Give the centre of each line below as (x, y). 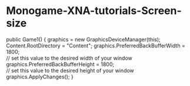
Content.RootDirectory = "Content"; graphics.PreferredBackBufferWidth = (96, 46)
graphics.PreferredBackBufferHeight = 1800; (60, 64)
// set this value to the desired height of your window (70, 70)
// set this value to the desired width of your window (69, 58)
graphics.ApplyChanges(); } (40, 77)
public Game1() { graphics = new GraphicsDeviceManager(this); (83, 39)
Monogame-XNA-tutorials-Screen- (94, 11)
